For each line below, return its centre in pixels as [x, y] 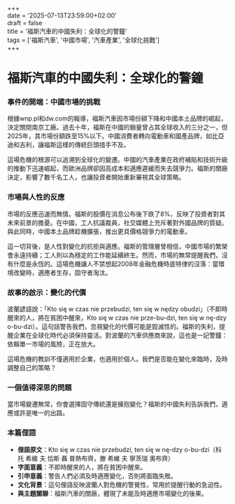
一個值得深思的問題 [40, 388]
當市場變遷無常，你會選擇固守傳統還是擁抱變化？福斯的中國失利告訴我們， [114, 404]
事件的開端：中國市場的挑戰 [54, 102]
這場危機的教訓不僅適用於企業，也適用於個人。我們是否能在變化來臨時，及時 [117, 359]
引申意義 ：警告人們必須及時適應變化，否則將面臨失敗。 [97, 476]
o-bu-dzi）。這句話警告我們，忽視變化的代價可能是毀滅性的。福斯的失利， [113, 327]
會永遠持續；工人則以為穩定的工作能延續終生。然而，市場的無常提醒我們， [114, 255]
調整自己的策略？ [32, 368]
